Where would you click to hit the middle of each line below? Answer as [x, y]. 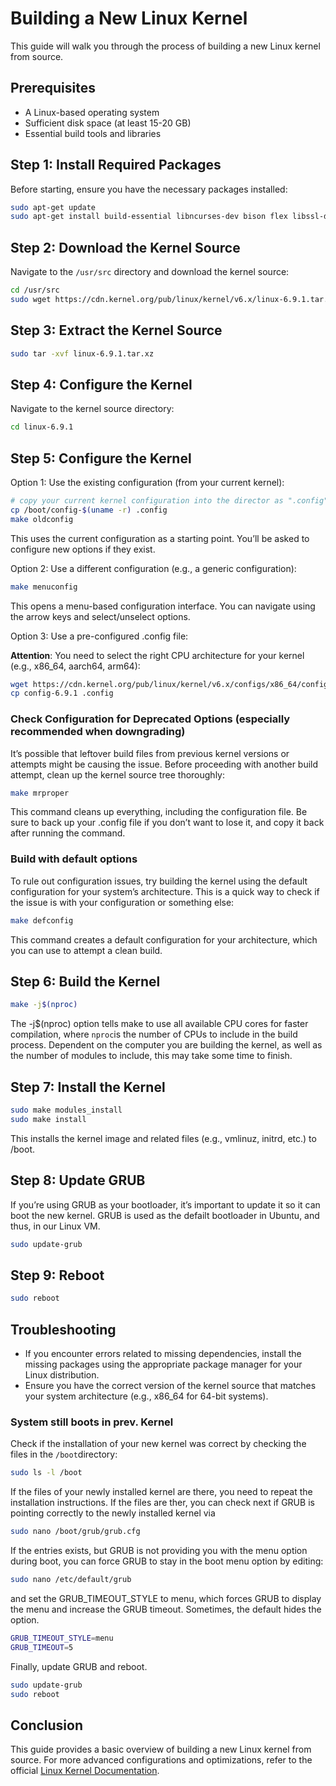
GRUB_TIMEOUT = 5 [42, 1647]
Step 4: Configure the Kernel [101, 384]
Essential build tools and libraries [93, 133]
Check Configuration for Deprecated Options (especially [150, 719]
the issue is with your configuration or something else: [122, 902]
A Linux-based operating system [92, 112]
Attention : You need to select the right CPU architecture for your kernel [157, 655]
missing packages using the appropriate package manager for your [163, 1364]
